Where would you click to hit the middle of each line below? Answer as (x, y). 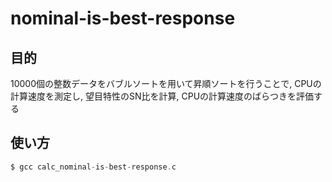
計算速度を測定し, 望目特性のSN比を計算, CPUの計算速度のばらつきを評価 (162, 96)
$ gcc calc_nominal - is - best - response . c (93, 167)
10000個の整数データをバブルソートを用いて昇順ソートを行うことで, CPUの (166, 83)
